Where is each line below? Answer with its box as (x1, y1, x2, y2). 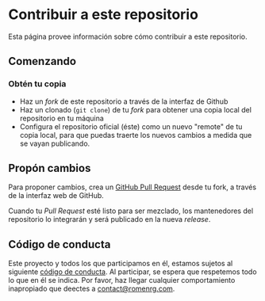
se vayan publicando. (19, 139, 90, 148)
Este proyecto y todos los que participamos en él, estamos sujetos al (8, 259, 233, 269)
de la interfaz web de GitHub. (8, 191, 105, 200)
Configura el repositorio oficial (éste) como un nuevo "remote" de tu (19, 121, 243, 131)
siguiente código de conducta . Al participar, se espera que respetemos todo (8, 267, 257, 276)
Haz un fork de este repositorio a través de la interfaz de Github (19, 97, 229, 106)
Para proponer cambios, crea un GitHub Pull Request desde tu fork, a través (8, 182, 256, 192)
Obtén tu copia (8, 78, 67, 90)
